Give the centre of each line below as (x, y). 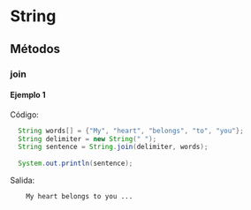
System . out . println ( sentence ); (76, 164)
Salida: (23, 180)
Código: (24, 114)
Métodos (35, 49)
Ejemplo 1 (28, 95)
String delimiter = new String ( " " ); (87, 139)
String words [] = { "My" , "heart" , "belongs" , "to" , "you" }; (131, 131)
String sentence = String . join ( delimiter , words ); (113, 147)
